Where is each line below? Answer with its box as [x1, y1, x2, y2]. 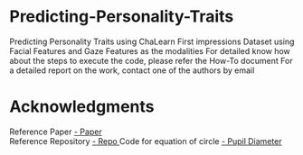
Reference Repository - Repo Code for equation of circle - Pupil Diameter [9, 135, 282, 146]
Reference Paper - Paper [9, 126, 102, 137]
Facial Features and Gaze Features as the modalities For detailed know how [9, 45, 291, 56]
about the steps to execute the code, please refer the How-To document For [9, 55, 293, 66]
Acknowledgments [9, 96, 156, 117]
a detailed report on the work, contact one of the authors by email [9, 65, 255, 76]
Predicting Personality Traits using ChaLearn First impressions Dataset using [9, 36, 295, 47]
